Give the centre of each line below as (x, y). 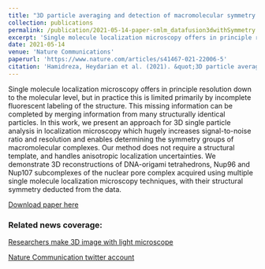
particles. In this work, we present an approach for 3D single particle (119, 122)
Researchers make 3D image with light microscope (91, 242)
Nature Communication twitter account (71, 257)
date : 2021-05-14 (37, 45)
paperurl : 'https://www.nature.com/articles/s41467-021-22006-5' (118, 60)
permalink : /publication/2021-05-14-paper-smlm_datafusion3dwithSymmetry (132, 30)
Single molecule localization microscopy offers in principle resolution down (130, 89)
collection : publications (50, 23)
